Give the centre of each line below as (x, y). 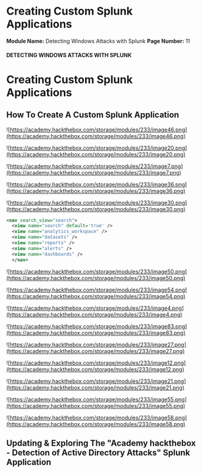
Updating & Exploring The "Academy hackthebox (101, 443)
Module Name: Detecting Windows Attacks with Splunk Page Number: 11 (98, 41)
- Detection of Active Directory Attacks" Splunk (98, 453)
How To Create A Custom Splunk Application (93, 115)
